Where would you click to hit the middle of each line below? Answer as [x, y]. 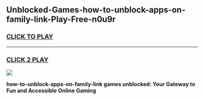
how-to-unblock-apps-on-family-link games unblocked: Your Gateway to [101, 84]
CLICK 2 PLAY [27, 59]
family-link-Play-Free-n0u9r [61, 20]
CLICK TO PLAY [30, 37]
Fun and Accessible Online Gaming [51, 90]
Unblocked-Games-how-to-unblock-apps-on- [96, 10]
